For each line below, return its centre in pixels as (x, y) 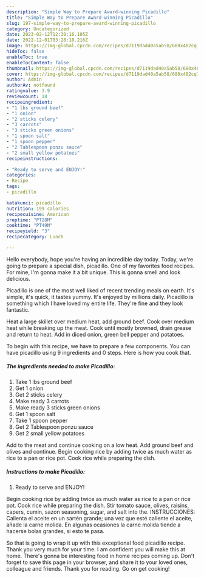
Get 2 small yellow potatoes (50, 433)
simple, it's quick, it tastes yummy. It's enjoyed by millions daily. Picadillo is (100, 297)
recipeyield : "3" (28, 231)
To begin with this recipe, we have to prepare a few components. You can (98, 346)
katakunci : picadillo (34, 203)
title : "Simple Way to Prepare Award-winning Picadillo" (80, 18)
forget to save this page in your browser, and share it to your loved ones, (97, 562)
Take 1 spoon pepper (41, 420)
